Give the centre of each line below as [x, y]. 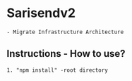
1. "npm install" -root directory [58, 70]
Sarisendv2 [41, 13]
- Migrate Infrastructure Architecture [65, 32]
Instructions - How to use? [66, 54]
